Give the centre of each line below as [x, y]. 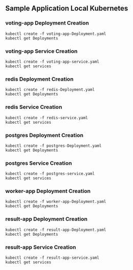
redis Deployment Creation [39, 79]
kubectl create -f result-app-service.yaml [52, 258]
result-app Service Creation [41, 247]
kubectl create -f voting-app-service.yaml [52, 62]
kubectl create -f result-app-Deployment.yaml [56, 230]
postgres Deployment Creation [44, 135]
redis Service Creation [34, 107]
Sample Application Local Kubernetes [67, 8]
